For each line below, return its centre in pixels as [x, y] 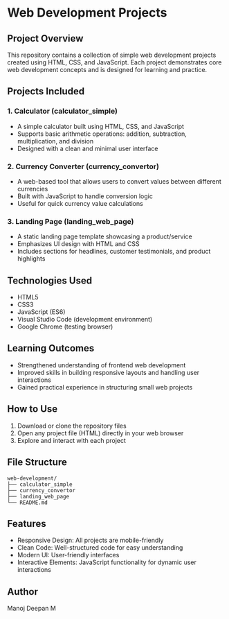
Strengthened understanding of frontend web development [101, 365]
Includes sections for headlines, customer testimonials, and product [114, 252]
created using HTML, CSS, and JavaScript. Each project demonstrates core [115, 62]
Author [22, 592]
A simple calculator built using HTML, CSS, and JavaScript [101, 126]
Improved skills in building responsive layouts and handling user [108, 372]
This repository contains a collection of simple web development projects [112, 55]
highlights [31, 259]
